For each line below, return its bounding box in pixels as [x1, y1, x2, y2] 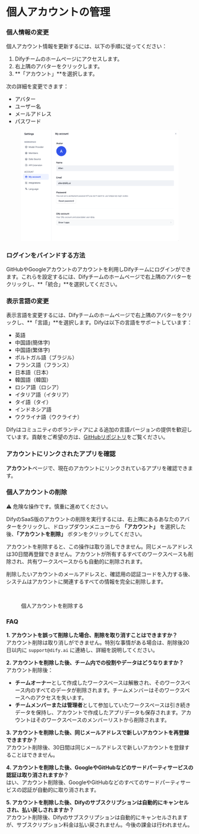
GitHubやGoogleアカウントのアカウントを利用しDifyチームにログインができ [6, 265, 191, 272]
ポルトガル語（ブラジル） [14, 354, 78, 361]
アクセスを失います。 [35, 694, 87, 701]
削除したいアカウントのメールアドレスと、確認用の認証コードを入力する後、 [6, 570, 194, 578]
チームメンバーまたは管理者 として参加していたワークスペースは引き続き [14, 701, 191, 708]
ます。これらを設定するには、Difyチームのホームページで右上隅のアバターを [6, 273, 192, 280]
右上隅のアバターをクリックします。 [14, 63, 103, 70]
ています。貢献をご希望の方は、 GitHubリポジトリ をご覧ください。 [6, 434, 169, 441]
